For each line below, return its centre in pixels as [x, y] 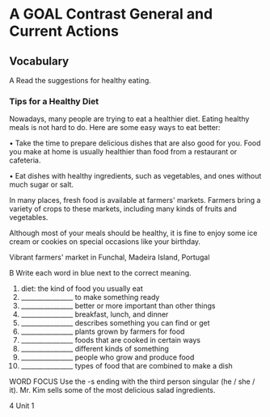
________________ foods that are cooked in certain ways [111, 340]
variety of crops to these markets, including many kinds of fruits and [123, 209]
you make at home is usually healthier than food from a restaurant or [123, 152]
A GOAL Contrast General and [111, 14]
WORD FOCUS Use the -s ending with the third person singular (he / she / [132, 381]
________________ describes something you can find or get [115, 323]
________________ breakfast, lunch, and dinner [95, 314]
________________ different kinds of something [95, 349]
